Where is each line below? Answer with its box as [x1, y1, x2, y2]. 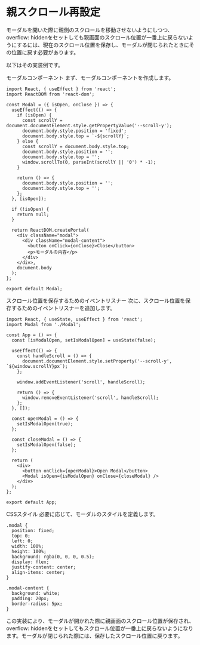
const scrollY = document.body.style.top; [21, 143, 130, 149]
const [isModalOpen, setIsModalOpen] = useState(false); [11, 337, 156, 343]
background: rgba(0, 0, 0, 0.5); [11, 554, 95, 560]
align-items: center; [11, 569, 66, 575]
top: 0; [11, 533, 31, 539]
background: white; [11, 590, 60, 596]
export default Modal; [6, 285, 63, 291]
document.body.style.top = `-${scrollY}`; [21, 133, 130, 139]
